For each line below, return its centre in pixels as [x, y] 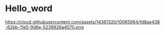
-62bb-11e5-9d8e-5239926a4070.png [45, 27]
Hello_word [29, 9]
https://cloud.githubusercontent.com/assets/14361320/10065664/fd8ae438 [82, 22]
